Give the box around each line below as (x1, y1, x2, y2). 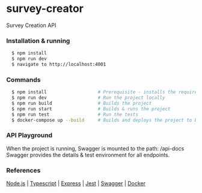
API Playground (6, 131, 53, 140)
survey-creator (6, 2, 84, 16)
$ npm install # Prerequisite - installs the (11, 89, 176, 95)
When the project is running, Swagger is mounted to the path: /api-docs (6, 144, 185, 152)
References (6, 166, 41, 174)
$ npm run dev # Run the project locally (11, 95, 165, 101)
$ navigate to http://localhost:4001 (11, 61, 106, 67)
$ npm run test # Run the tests (11, 111, 138, 117)
